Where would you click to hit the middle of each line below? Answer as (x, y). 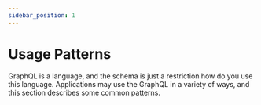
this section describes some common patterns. (85, 92)
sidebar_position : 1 (42, 15)
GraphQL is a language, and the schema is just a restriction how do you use (130, 76)
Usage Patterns (60, 54)
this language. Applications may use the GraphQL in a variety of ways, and (129, 84)
